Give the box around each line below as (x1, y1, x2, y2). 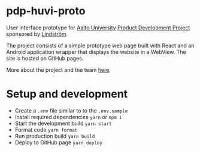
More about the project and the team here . (6, 66, 111, 73)
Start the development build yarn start (14, 120, 112, 127)
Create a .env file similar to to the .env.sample (14, 107, 128, 114)
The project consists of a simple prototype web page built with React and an (6, 42, 195, 49)
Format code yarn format (14, 126, 78, 133)
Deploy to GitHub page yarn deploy (14, 139, 103, 146)
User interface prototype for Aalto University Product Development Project (6, 24, 190, 31)
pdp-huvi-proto (6, 4, 86, 18)
